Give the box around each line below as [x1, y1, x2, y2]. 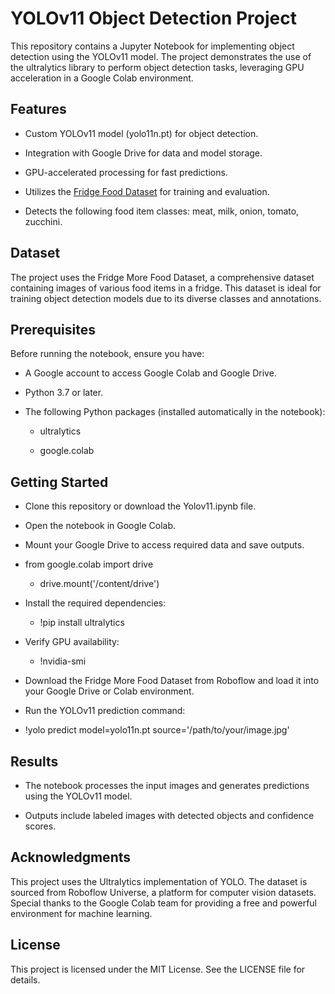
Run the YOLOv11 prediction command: [24, 705, 186, 717]
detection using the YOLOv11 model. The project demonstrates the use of [10, 50, 312, 62]
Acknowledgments [10, 849, 132, 866]
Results [10, 753, 59, 770]
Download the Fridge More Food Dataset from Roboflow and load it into [24, 675, 320, 687]
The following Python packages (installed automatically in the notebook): [24, 406, 326, 418]
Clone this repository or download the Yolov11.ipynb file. [24, 500, 257, 512]
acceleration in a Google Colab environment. [10, 72, 194, 84]
